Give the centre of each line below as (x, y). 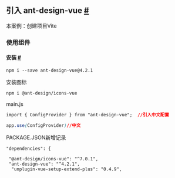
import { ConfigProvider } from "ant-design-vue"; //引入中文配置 (87, 115)
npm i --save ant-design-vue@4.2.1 (50, 70)
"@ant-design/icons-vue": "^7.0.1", (53, 159)
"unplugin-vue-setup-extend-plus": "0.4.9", (67, 169)
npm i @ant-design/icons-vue (42, 93)
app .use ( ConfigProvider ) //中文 (43, 125)
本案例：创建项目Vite (31, 26)
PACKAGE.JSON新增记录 (36, 137)
